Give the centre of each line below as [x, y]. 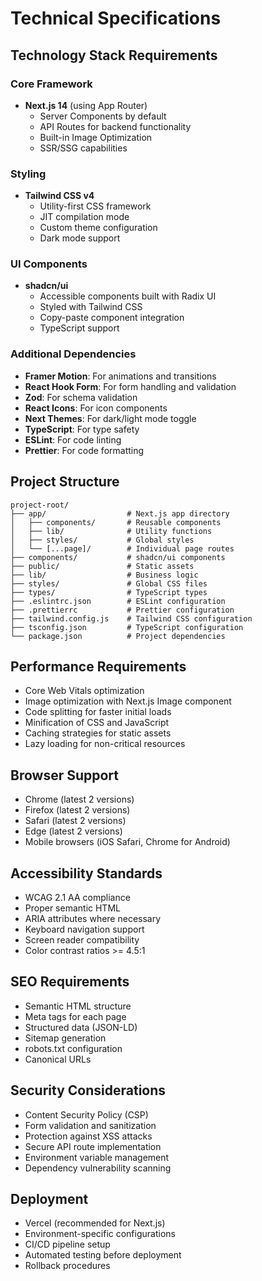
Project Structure [65, 482]
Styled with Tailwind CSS [91, 307]
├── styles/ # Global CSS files [109, 583]
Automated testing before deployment [103, 1255]
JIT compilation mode [84, 217]
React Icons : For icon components [96, 408]
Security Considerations [88, 1090]
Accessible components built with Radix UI [128, 296]
